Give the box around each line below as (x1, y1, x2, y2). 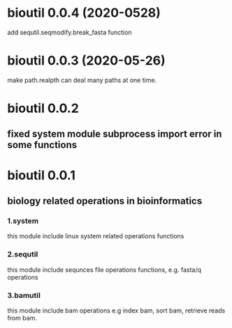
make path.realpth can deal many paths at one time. (7, 76, 157, 84)
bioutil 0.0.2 (7, 100, 79, 116)
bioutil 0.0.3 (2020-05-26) (7, 53, 166, 69)
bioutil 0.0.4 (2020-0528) (7, 5, 161, 21)
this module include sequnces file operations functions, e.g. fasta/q (7, 265, 201, 274)
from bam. (7, 313, 37, 322)
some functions (7, 139, 78, 151)
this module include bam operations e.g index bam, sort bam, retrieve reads (7, 306, 226, 315)
